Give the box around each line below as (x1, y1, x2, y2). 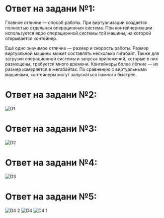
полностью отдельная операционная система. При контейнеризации (5, 24, 153, 30)
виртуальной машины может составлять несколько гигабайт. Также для (5, 50, 160, 56)
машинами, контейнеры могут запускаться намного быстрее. (5, 71, 137, 77)
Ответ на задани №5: (5, 191, 97, 202)
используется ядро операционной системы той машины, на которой (5, 30, 152, 36)
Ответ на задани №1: (5, 3, 95, 14)
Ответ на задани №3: (5, 123, 97, 135)
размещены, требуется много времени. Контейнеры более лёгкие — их (5, 61, 159, 67)
